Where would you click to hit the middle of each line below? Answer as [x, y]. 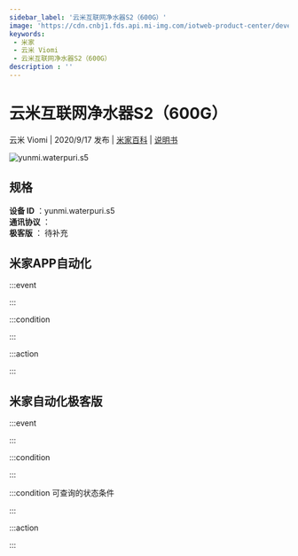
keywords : [27, 34]
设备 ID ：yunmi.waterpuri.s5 [62, 210]
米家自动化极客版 [56, 401]
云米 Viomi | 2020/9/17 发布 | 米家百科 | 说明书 [94, 139]
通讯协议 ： [30, 222]
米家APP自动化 [50, 264]
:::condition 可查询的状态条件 [62, 493]
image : [21, 26]
